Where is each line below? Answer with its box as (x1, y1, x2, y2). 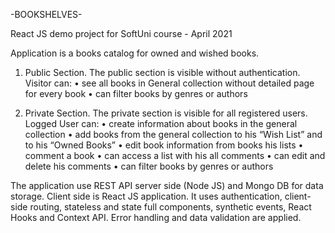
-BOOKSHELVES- (10, 9, 83, 20)
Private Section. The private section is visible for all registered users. (24, 107, 308, 119)
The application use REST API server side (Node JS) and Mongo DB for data (10, 180, 324, 191)
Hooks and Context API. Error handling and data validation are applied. (10, 212, 302, 223)
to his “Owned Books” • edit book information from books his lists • (24, 139, 304, 151)
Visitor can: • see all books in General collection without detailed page (24, 77, 315, 89)
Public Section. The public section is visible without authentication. (24, 67, 301, 78)
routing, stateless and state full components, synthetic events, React (29, 201, 312, 213)
